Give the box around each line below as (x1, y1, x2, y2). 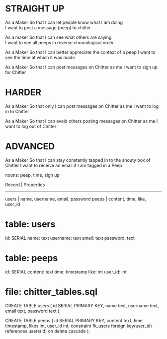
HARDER (5, 87, 41, 98)
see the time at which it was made (5, 54, 76, 60)
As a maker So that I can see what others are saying (5, 34, 112, 40)
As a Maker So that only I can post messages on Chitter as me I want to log (5, 103, 159, 109)
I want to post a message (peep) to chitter (5, 24, 91, 30)
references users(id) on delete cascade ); (5, 328, 90, 334)
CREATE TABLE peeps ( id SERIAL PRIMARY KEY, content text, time (5, 317, 143, 323)
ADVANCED (5, 141, 55, 152)
